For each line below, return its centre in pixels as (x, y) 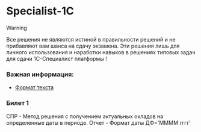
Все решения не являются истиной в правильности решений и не (91, 39)
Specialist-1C (40, 11)
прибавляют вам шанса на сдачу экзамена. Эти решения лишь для (93, 46)
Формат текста (34, 87)
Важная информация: (40, 74)
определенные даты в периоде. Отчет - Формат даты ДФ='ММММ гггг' (98, 122)
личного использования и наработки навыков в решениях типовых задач (101, 52)
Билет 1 (17, 103)
